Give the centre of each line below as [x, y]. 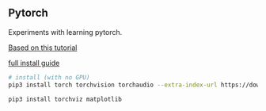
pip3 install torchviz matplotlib [65, 99]
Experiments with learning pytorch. [65, 32]
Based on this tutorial [43, 48]
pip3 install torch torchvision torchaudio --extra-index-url [113, 85]
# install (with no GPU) [49, 77]
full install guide [34, 63]
